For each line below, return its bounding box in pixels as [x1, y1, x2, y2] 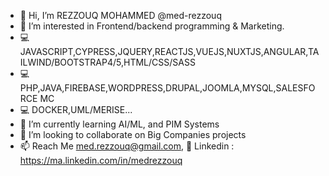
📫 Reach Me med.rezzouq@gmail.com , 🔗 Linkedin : [19, 140, 235, 152]
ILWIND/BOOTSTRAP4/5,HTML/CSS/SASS [19, 56, 196, 68]
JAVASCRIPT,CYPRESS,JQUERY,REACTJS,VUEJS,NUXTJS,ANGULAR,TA [19, 46, 320, 57]
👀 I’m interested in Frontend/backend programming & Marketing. [19, 20, 285, 32]
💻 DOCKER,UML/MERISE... [19, 104, 133, 115]
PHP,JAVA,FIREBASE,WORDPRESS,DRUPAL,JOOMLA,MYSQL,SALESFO [19, 82, 316, 94]
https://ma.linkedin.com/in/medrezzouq [19, 155, 183, 166]
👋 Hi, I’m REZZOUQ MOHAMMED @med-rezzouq [19, 10, 222, 21]
